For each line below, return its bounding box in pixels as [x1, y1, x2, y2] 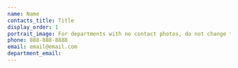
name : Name [7, 10, 40, 18]
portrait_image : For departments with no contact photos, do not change [7, 30, 227, 38]
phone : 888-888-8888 [7, 37, 69, 44]
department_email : [7, 50, 62, 57]
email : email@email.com [7, 43, 78, 50]
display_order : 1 [7, 23, 59, 30]
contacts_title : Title [7, 17, 74, 24]
